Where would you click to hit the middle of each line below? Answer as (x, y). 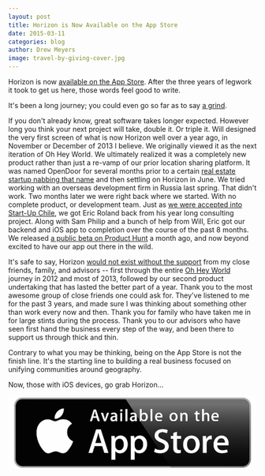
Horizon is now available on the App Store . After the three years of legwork (130, 82)
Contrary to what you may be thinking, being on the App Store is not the (125, 352)
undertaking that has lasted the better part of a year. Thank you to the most (131, 287)
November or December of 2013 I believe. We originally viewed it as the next (132, 146)
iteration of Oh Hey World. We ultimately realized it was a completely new (127, 154)
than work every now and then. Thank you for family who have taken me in (129, 312)
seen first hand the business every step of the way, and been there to (121, 329)
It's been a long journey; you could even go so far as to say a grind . (118, 105)
